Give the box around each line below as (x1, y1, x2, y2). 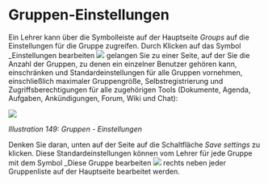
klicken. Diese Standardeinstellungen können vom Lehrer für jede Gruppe (8, 148, 253, 158)
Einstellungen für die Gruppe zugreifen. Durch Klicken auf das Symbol (8, 40, 241, 50)
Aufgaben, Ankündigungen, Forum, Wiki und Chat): (8, 93, 178, 102)
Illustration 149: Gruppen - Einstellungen (8, 123, 143, 134)
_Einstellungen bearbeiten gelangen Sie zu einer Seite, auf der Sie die (8, 50, 250, 60)
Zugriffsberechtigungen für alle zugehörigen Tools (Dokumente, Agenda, (8, 85, 251, 94)
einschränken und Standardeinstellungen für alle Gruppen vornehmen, (8, 67, 243, 77)
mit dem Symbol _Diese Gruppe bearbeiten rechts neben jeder (8, 157, 227, 167)
